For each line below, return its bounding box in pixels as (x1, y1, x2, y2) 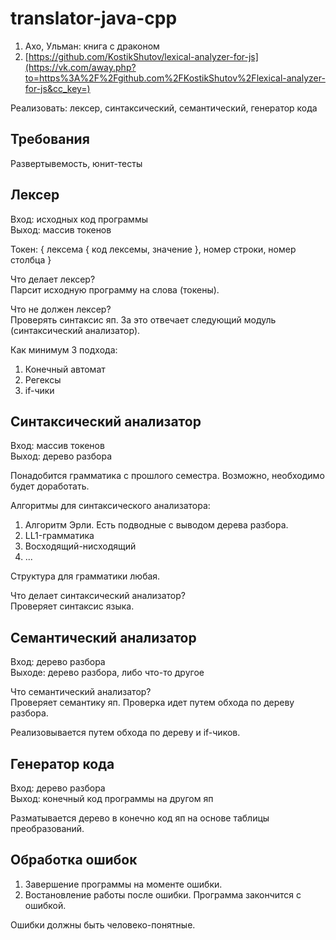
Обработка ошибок (10, 852, 138, 869)
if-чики (24, 384, 55, 396)
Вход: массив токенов (10, 440, 105, 452)
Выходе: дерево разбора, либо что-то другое (10, 667, 205, 679)
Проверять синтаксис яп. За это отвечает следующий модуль (10, 313, 277, 326)
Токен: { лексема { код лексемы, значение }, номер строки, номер (10, 243, 297, 255)
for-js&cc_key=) (24, 82, 91, 94)
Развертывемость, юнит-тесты (10, 157, 143, 169)
